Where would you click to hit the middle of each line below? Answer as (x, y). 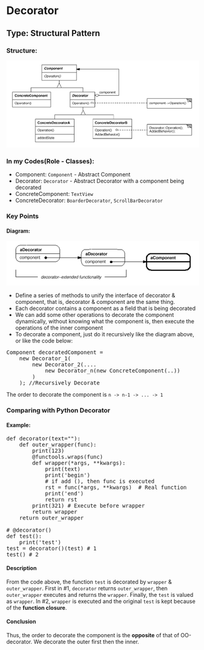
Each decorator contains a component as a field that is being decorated (105, 308)
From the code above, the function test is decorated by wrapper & (89, 582)
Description (22, 568)
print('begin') (67, 475)
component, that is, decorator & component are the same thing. (95, 302)
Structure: (22, 51)
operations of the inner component (59, 328)
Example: (19, 425)
